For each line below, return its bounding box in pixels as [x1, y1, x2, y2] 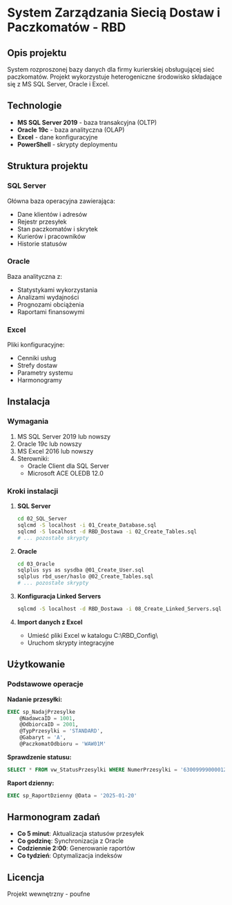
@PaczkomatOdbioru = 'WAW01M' [19, 741, 107, 748]
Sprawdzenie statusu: [7, 752, 72, 761]
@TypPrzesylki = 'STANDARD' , [19, 728, 104, 734]
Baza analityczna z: [7, 272, 63, 280]
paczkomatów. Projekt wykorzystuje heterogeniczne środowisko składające [7, 72, 222, 81]
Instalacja [7, 396, 50, 408]
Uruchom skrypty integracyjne [27, 639, 115, 647]
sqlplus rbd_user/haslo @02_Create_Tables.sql [17, 573, 154, 581]
